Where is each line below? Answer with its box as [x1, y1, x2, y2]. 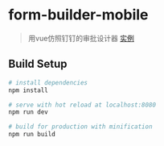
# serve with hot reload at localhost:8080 [8, 101, 157, 109]
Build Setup [8, 57, 68, 71]
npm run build [8, 131, 56, 139]
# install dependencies [8, 78, 88, 86]
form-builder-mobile [8, 6, 149, 24]
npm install [8, 86, 48, 94]
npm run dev [8, 108, 48, 116]
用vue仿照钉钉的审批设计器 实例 [27, 33, 135, 43]
